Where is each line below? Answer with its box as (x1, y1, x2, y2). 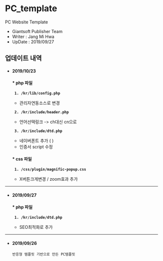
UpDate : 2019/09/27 (12, 38, 54, 44)
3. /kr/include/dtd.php (14, 129, 63, 134)
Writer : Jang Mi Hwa (12, 34, 55, 39)
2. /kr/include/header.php (14, 110, 69, 115)
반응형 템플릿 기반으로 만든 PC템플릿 (12, 252, 75, 257)
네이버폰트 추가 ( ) (19, 138, 54, 144)
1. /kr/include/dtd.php (14, 215, 63, 220)
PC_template (5, 3, 57, 14)
